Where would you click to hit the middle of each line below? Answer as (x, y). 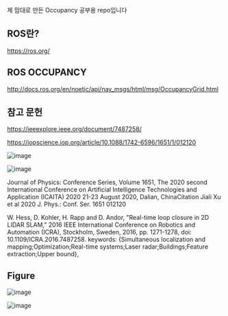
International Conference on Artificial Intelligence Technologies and (102, 190)
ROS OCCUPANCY (47, 72)
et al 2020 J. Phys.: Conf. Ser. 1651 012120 (67, 204)
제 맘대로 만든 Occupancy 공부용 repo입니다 (67, 10)
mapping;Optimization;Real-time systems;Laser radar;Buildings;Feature (108, 247)
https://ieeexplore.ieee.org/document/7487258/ (75, 129)
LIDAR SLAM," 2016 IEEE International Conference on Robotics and (101, 225)
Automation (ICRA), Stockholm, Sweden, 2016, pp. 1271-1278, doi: (99, 232)
